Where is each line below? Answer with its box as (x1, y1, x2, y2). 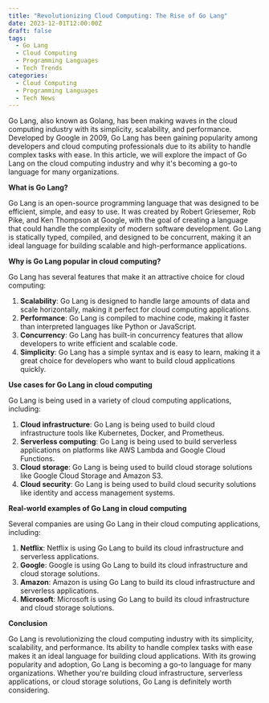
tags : (8, 34, 26, 43)
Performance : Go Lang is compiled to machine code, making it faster (19, 313, 250, 323)
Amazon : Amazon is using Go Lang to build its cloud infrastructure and (19, 578, 255, 587)
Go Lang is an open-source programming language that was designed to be (8, 198, 259, 208)
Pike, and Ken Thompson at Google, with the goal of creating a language (8, 215, 249, 225)
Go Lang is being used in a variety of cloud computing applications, (8, 395, 232, 406)
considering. (8, 685, 50, 695)
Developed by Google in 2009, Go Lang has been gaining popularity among (8, 133, 259, 143)
